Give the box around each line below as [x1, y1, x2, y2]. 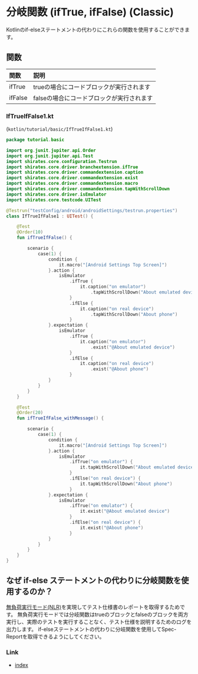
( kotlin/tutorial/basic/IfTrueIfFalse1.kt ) [6, 125, 113, 133]
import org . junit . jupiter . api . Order [6, 147, 96, 154]
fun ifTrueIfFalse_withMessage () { [16, 415, 104, 421]
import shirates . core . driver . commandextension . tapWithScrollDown [6, 186, 170, 192]
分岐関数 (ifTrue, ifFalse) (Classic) [6, 5, 174, 19]
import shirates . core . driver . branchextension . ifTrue [6, 164, 138, 170]
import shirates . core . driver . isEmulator [6, 191, 107, 197]
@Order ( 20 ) [16, 410, 44, 416]
